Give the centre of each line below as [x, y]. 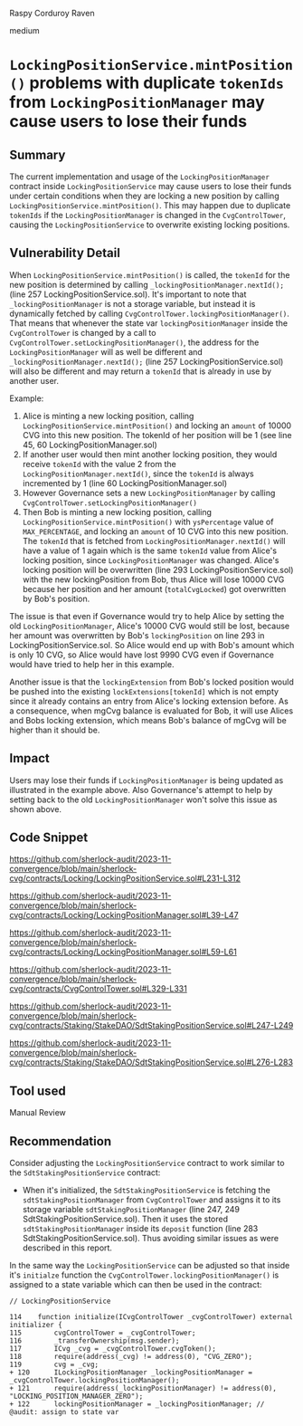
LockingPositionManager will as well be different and [106, 351]
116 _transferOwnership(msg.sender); [95, 1341]
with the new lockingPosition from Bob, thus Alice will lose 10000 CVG [153, 579]
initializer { [36, 1326]
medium [24, 30]
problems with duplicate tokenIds [157, 83]
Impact [29, 758]
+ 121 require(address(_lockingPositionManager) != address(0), [143, 1389]
